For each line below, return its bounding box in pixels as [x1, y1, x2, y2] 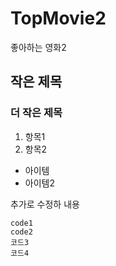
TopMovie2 [10, 7, 107, 30]
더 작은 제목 [10, 106, 63, 120]
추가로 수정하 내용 [10, 198, 80, 210]
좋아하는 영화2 [10, 41, 67, 53]
